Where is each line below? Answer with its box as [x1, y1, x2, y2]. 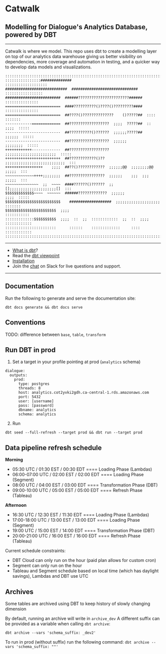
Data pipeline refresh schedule [5, 443, 102, 452]
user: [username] [18, 399, 54, 404]
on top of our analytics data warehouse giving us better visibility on [5, 54, 142, 59]
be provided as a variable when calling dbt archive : [5, 621, 111, 627]
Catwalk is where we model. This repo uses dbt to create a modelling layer [5, 48, 157, 54]
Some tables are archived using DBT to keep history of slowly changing [5, 600, 151, 607]
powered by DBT [5, 30, 57, 39]
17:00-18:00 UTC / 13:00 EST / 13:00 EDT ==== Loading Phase [12, 517, 140, 523]
